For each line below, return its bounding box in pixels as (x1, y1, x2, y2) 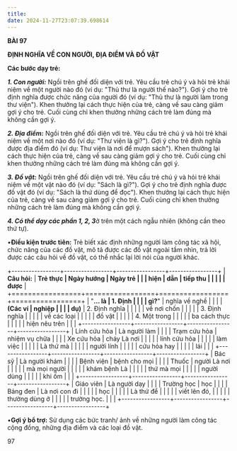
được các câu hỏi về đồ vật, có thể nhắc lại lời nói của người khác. (7, 253, 200, 261)
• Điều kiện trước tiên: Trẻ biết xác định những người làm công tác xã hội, (7, 238, 221, 246)
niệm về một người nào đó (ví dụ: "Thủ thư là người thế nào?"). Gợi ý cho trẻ (7, 85, 229, 93)
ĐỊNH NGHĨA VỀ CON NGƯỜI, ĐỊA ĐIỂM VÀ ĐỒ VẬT (7, 50, 160, 59)
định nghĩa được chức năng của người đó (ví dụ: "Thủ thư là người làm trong (7, 93, 229, 101)
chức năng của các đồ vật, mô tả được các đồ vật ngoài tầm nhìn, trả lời (7, 245, 217, 253)
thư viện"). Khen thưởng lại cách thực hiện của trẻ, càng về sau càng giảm (7, 100, 224, 108)
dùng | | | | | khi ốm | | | (7, 372, 74, 380)
